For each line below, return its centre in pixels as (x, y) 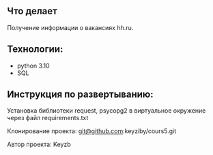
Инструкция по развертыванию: (80, 95)
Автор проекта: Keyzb (39, 144)
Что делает (32, 11)
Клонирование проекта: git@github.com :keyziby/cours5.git (92, 131)
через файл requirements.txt (48, 118)
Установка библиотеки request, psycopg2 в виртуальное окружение (106, 111)
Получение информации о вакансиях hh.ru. (70, 27)
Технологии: (35, 50)
